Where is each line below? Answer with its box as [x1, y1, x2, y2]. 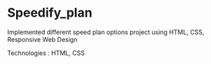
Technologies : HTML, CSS [7, 49, 86, 57]
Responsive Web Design [7, 35, 78, 43]
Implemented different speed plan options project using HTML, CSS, [7, 28, 205, 36]
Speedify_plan [7, 5, 93, 21]
